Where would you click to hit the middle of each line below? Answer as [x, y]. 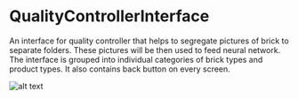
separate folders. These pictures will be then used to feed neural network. [145, 49]
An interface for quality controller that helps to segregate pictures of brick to [149, 41]
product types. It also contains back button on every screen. [120, 69]
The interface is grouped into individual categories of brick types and [136, 59]
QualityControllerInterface [109, 16]
